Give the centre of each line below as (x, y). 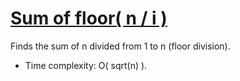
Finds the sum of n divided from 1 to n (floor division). (120, 46)
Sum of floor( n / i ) (89, 18)
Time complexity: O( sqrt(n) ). (86, 65)
